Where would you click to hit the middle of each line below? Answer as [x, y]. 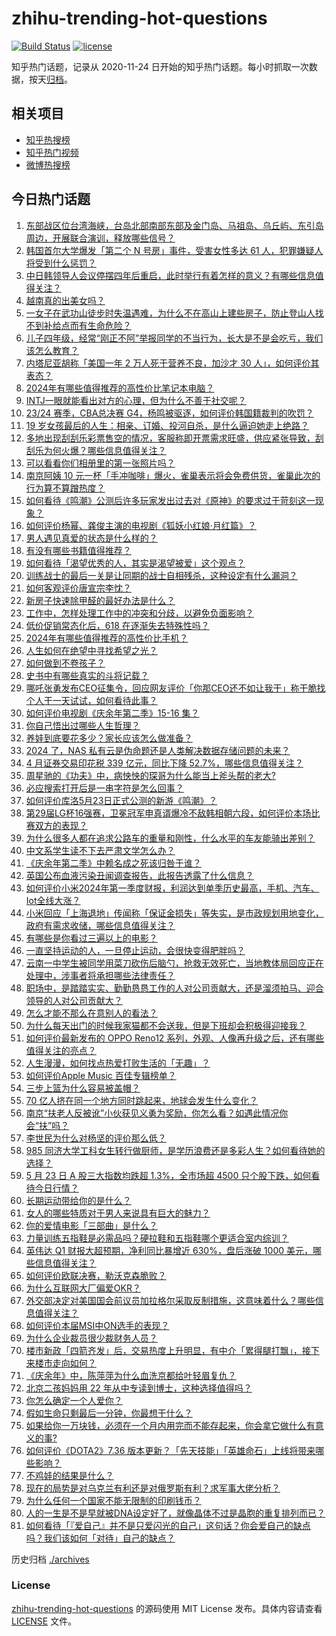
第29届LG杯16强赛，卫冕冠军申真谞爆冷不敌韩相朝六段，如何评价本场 [168, 813]
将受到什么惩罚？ [61, 263]
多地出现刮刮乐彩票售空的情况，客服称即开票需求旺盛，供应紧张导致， [170, 438]
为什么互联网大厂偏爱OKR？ [83, 1288]
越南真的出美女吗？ [65, 300]
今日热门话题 [51, 199]
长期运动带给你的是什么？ [78, 1200]
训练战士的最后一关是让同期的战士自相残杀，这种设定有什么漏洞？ [161, 575]
